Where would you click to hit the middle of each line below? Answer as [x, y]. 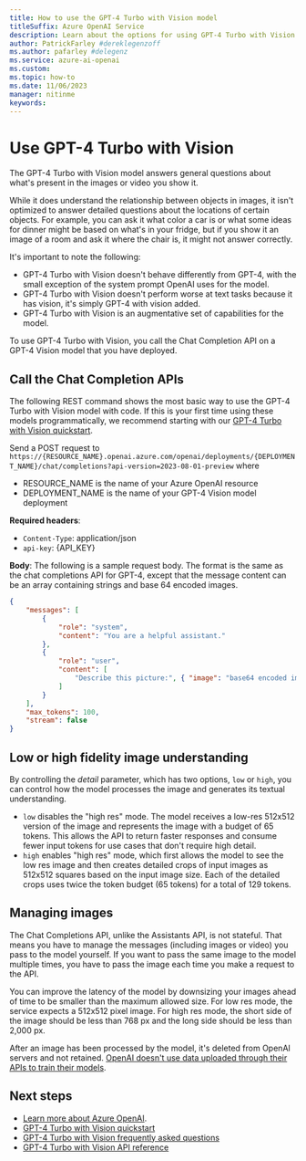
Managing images [61, 913]
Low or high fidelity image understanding [129, 757]
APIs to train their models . [58, 1067]
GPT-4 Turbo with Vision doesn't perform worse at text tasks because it [158, 294]
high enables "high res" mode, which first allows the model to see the [153, 855]
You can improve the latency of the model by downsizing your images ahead [153, 991]
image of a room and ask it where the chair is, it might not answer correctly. [151, 239]
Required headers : [45, 520]
